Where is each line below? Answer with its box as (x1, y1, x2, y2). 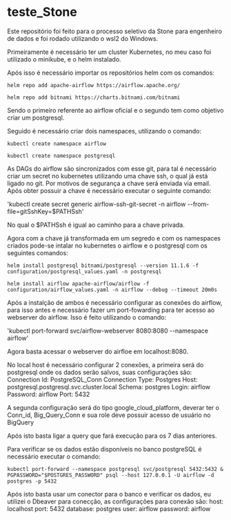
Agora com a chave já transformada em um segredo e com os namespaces (7, 234, 221, 242)
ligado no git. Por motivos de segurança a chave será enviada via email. (7, 179, 212, 187)
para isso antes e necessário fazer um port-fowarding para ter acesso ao (7, 306, 215, 314)
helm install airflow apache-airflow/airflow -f (7, 280, 150, 287)
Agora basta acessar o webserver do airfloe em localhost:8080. (7, 347, 188, 355)
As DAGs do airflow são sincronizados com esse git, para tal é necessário (7, 164, 217, 173)
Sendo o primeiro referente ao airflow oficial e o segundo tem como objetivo (7, 106, 224, 114)
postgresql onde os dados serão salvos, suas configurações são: (7, 368, 192, 376)
